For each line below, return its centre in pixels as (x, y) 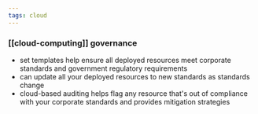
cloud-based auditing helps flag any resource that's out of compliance (134, 93)
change (32, 85)
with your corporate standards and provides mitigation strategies (125, 101)
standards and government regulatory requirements (103, 68)
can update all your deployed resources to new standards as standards (135, 76)
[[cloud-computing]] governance (73, 42)
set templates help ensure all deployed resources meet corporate (125, 60)
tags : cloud (28, 15)
